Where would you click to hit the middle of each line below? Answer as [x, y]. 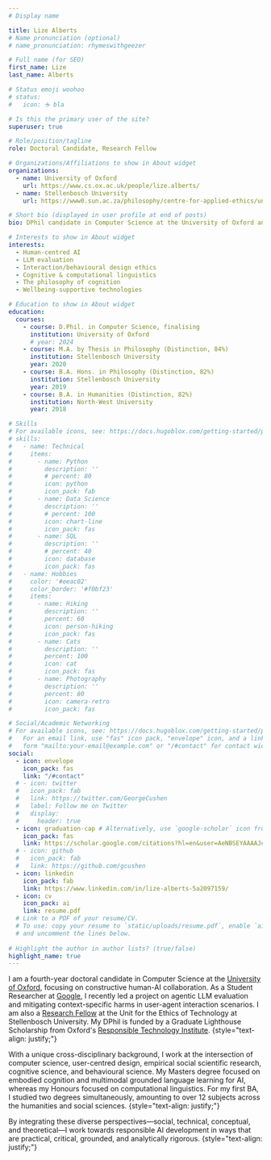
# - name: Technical [46, 446]
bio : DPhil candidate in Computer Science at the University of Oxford [131, 223]
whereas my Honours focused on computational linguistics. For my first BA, [134, 1089]
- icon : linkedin [45, 873]
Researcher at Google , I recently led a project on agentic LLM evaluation [128, 996]
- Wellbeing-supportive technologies [79, 290]
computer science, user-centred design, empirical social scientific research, [135, 1063]
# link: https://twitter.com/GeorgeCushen [92, 799]
